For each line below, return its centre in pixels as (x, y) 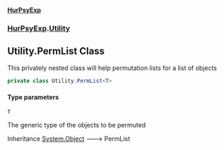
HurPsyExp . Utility (39, 28)
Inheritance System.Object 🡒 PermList (69, 139)
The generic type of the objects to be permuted (77, 125)
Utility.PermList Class (56, 51)
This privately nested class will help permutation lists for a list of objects (112, 68)
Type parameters (33, 97)
